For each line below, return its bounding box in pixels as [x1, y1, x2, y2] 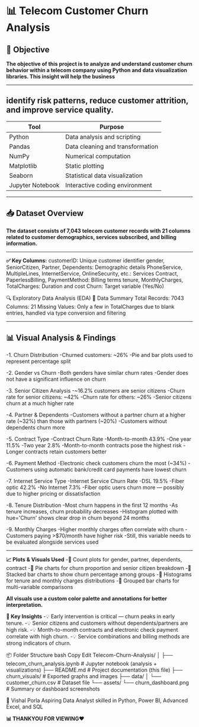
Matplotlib [9, 161, 37, 170]
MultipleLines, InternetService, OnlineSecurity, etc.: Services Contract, [6, 270, 179, 277]
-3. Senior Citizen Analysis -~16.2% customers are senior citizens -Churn [6, 387, 185, 394]
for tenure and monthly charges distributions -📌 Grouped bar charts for [6, 577, 179, 584]
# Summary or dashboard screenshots [6, 685, 100, 692]
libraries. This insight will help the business [6, 73, 115, 80]
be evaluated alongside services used [6, 538, 99, 546]
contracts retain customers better [24, 448, 107, 455]
